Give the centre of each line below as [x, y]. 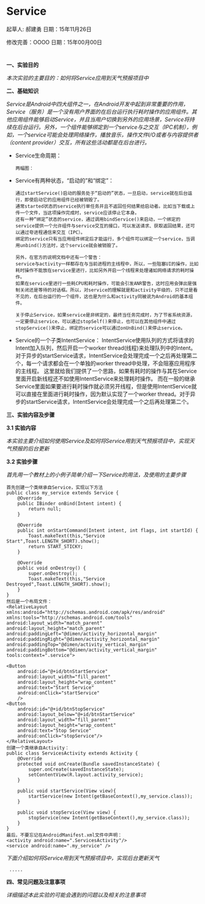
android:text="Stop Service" [54, 731]
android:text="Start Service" [56, 688]
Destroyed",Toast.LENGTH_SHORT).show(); [59, 584]
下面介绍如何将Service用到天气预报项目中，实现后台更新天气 [83, 858]
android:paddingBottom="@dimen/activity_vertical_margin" [82, 650]
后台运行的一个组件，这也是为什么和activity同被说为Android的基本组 [116, 297]
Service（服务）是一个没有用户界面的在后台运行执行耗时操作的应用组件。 [99, 112]
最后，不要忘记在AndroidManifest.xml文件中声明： [64, 835]
